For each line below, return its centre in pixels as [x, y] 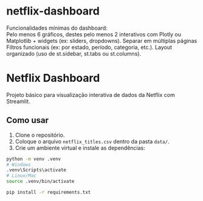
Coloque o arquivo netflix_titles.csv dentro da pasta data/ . [92, 141]
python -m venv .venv [34, 159]
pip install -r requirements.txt [49, 193]
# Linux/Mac [21, 176]
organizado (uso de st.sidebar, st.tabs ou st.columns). [74, 53]
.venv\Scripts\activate [36, 170]
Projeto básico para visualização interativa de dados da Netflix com [91, 94]
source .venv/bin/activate [40, 182]
